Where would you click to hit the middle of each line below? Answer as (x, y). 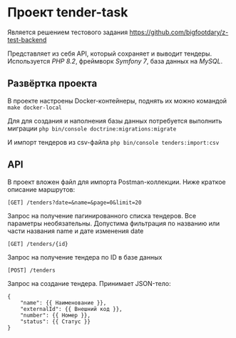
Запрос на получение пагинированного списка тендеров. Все (102, 215)
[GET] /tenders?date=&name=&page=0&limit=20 (75, 203)
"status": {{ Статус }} (56, 322)
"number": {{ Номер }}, (56, 315)
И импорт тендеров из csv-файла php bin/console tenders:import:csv (113, 142)
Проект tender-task (68, 12)
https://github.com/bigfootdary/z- (179, 32)
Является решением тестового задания (68, 32)
